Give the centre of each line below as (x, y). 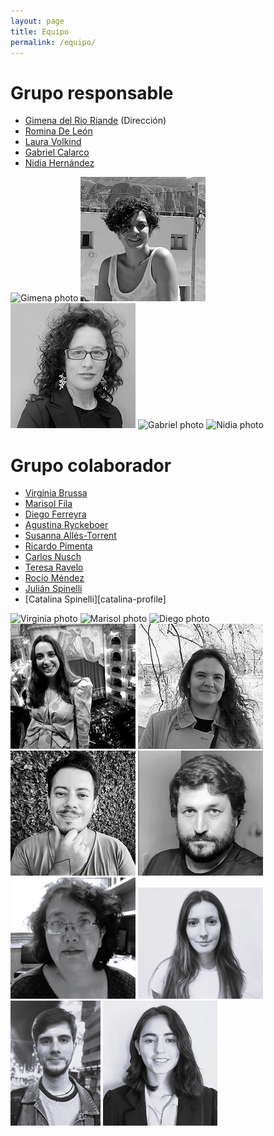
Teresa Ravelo (54, 567)
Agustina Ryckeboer (66, 525)
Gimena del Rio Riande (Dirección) (95, 121)
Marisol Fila (48, 504)
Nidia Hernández (59, 163)
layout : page (37, 21)
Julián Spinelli (53, 589)
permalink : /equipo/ (53, 42)
